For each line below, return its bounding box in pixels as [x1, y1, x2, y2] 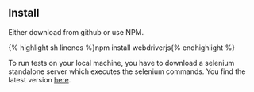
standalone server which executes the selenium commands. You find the [8, 67, 246, 76]
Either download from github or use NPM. [8, 27, 144, 36]
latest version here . [8, 75, 71, 84]
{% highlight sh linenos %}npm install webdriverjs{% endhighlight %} [8, 43, 236, 52]
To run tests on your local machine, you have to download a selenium [8, 58, 235, 67]
